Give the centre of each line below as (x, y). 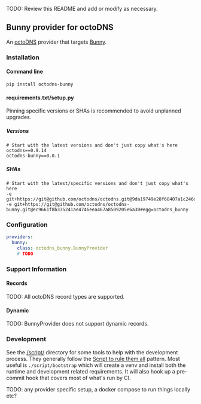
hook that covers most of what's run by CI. (78, 378)
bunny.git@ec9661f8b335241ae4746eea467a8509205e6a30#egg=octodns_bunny (97, 210)
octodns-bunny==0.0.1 (33, 156)
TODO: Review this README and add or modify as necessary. (82, 9)
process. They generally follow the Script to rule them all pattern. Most (93, 359)
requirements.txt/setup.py (40, 98)
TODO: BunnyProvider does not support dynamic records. (77, 324)
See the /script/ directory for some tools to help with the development (92, 352)
